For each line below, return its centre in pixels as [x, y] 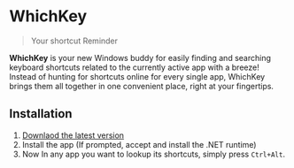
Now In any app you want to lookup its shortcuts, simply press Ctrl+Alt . [154, 154]
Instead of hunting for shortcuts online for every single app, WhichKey [137, 76]
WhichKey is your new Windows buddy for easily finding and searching [140, 57]
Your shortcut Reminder [74, 41]
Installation [41, 114]
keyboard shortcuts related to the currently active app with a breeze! [134, 67]
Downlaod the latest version [73, 135]
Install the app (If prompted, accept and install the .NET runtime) [139, 144]
